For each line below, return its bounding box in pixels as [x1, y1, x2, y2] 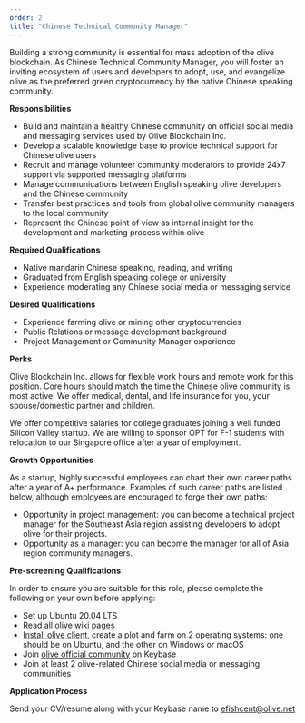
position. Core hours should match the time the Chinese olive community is [9, 381, 290, 391]
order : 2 [9, 13, 43, 23]
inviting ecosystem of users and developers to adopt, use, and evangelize [9, 65, 286, 77]
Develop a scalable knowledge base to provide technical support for [22, 140, 279, 151]
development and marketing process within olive [22, 226, 205, 237]
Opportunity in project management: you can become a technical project [22, 509, 295, 520]
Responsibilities [9, 103, 72, 114]
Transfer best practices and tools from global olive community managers [22, 197, 295, 209]
